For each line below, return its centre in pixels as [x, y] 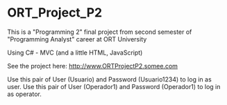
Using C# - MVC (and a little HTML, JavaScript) [75, 52]
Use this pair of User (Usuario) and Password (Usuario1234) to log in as [109, 79]
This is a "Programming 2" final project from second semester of [100, 32]
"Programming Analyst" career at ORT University [77, 39]
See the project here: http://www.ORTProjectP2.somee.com [93, 66]
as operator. [24, 94]
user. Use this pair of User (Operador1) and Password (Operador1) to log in [114, 86]
